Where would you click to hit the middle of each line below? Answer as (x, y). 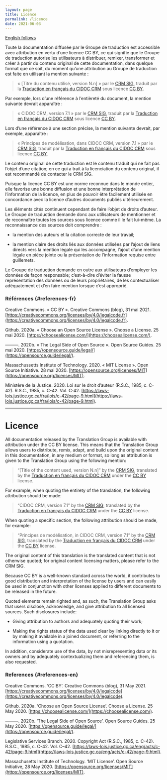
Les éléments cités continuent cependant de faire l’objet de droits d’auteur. (82, 209)
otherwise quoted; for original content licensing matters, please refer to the (82, 561)
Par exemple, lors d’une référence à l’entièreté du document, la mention (78, 99)
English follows (21, 38)
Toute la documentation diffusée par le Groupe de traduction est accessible (83, 47)
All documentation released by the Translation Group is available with (76, 440)
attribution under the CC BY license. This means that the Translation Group (82, 445)
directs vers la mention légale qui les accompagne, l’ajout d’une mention (86, 250)
